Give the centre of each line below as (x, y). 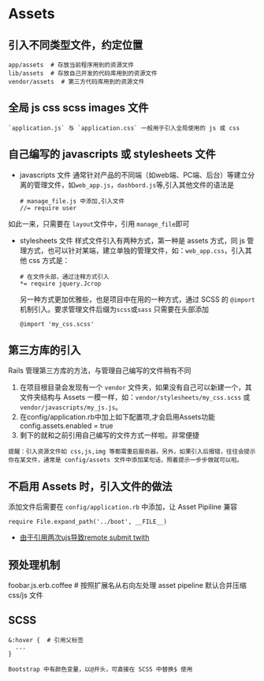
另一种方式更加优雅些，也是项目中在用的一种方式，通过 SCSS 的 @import (137, 299)
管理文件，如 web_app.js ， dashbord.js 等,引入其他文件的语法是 (134, 184)
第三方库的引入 (45, 350)
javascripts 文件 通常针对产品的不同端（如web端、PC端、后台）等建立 (134, 175)
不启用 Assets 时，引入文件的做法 (90, 486)
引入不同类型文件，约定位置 (76, 45)
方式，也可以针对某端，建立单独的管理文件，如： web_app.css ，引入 (136, 250)
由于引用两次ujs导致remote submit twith (84, 537)
